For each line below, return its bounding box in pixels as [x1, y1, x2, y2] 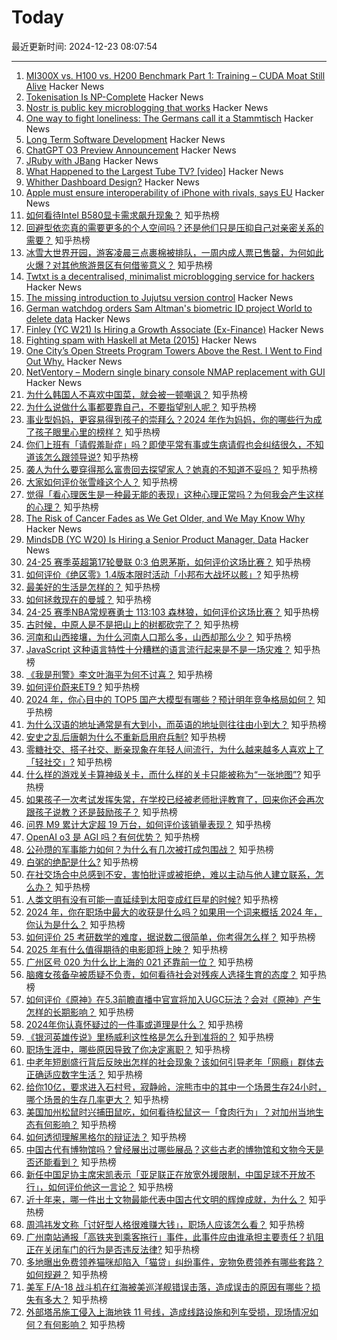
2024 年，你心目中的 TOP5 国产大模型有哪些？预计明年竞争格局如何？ [25, 693, 315, 705]
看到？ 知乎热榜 [52, 1156, 117, 1168]
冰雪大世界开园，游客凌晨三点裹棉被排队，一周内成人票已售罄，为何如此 [25, 246, 324, 258]
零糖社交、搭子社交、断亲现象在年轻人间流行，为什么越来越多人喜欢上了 [25, 743, 324, 755]
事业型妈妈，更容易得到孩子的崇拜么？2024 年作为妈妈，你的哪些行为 [25, 413, 314, 425]
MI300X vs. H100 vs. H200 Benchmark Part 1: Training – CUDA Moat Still [25, 69, 326, 81]
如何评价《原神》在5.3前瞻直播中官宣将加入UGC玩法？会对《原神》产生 [25, 993, 322, 1005]
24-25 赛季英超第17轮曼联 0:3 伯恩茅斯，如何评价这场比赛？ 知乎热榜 [25, 556, 311, 568]
